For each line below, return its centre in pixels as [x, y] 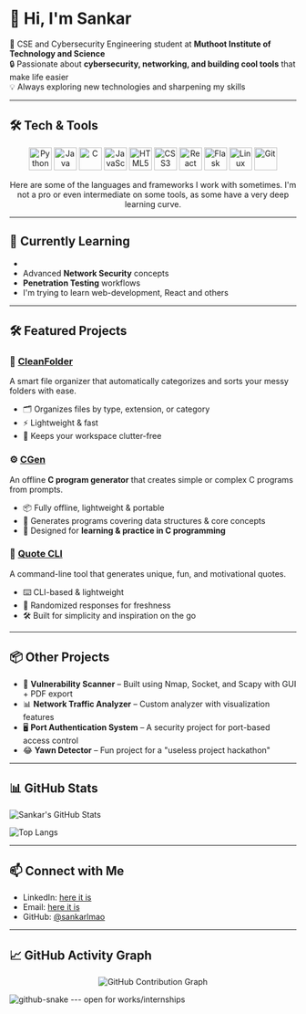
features [38, 716]
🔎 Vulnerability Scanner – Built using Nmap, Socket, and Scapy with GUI [159, 684]
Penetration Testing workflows [82, 283]
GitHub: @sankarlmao [64, 917]
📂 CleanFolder [41, 361]
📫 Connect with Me [67, 871]
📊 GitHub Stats [54, 789]
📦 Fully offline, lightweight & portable [93, 507]
